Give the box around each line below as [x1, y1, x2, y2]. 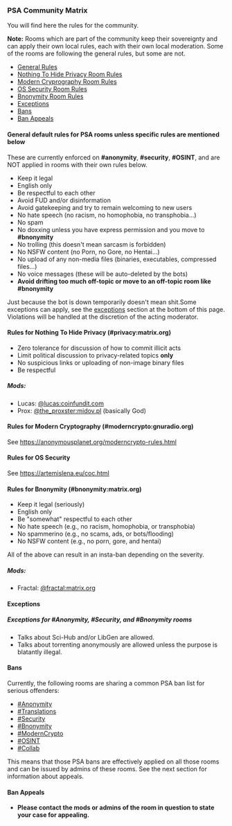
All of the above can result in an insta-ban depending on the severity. [7, 550, 204, 559]
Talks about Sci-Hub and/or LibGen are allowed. [17, 633, 154, 641]
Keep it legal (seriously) [17, 500, 85, 509]
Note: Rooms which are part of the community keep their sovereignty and [7, 35, 218, 43]
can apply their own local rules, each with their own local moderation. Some [7, 42, 224, 51]
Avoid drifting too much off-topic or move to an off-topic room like [17, 276, 211, 285]
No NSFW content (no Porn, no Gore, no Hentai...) [17, 247, 161, 256]
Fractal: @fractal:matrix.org [17, 584, 96, 592]
